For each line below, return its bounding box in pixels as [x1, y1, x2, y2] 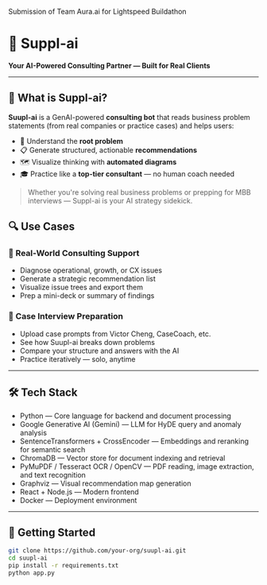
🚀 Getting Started [8, 525, 96, 539]
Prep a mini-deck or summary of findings [19, 291, 155, 300]
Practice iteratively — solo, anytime [19, 354, 136, 364]
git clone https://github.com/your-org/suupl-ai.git [8, 547, 187, 555]
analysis [19, 428, 48, 437]
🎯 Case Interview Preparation [8, 311, 123, 322]
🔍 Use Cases [8, 220, 75, 234]
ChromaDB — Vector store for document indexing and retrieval [19, 453, 226, 463]
